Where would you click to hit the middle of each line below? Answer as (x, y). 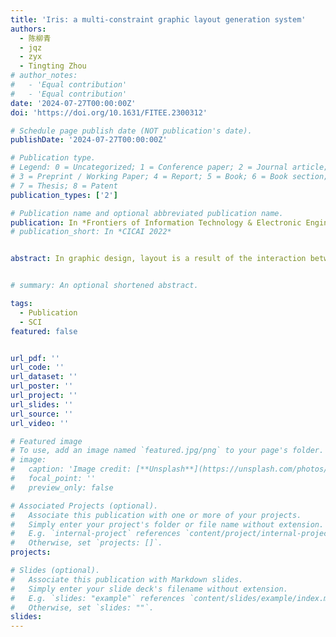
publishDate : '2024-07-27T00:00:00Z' (89, 140)
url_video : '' (40, 423)
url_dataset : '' (44, 377)
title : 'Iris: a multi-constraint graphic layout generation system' (158, 19)
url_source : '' (42, 414)
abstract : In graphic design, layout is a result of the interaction (158, 259)
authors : (28, 29)
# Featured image (46, 441)
